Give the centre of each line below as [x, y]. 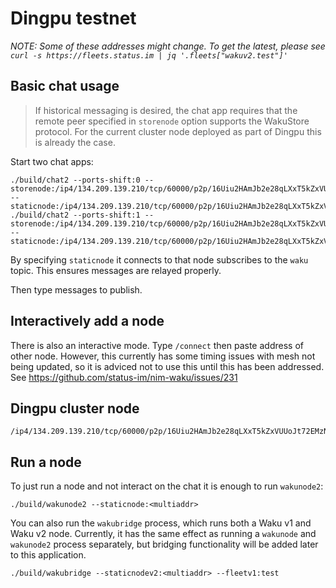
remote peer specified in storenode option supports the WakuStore [172, 121]
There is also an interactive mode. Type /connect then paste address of [157, 345]
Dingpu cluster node [75, 408]
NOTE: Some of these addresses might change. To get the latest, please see [168, 46]
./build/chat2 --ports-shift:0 [75, 180]
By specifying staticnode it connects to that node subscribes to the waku [159, 259]
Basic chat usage [65, 86]
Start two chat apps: [52, 161]
